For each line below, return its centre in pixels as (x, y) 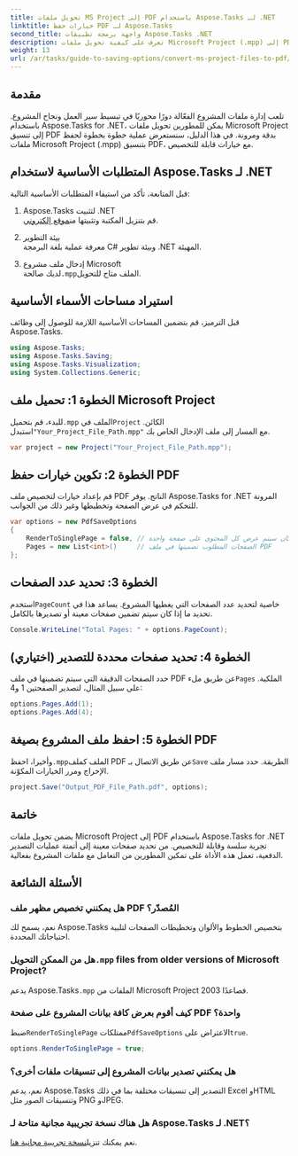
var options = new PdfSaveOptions (74, 522)
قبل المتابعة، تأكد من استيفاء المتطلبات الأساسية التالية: (100, 193)
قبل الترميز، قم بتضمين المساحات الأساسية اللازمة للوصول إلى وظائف (125, 322)
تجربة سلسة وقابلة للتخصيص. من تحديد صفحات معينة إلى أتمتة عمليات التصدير (139, 845)
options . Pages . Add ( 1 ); (52, 704)
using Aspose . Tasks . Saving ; (62, 356)
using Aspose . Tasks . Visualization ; (76, 364)
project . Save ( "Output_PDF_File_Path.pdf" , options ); (109, 787)
